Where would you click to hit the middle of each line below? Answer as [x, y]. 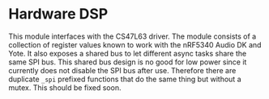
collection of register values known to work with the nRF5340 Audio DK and [135, 44]
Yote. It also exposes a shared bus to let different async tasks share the [128, 53]
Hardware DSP [58, 14]
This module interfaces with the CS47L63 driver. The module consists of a [132, 36]
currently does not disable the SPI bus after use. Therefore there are [122, 70]
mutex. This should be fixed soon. [65, 87]
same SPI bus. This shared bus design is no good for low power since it [128, 62]
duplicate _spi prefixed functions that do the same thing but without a [125, 79]
